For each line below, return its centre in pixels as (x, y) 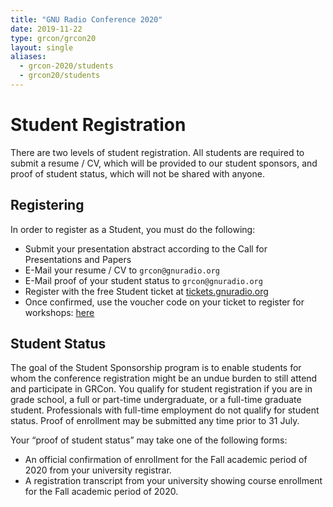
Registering (47, 205)
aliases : (28, 57)
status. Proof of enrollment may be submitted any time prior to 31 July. (155, 421)
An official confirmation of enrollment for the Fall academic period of (166, 460)
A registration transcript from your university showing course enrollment (173, 481)
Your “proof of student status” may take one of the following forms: (149, 440)
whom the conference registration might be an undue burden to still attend (164, 378)
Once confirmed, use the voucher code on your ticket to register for (164, 302)
